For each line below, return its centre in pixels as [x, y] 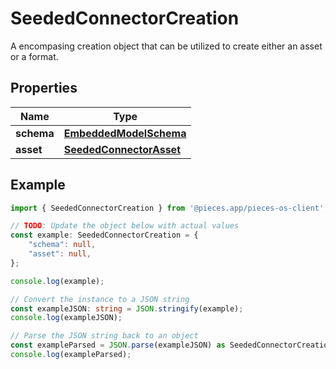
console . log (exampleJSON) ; [66, 318]
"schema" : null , [62, 245]
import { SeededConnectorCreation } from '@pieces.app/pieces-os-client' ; [169, 208]
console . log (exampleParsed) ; [71, 355]
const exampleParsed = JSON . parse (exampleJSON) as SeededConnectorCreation [171, 345]
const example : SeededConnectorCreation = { [104, 235]
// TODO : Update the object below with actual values [125, 226]
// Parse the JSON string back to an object [104, 336]
